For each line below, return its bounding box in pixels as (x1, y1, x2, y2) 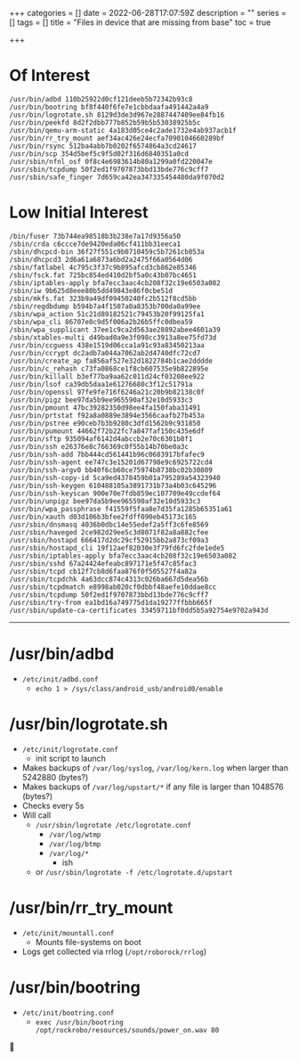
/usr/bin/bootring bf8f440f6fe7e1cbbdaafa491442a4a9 (9, 102, 209, 111)
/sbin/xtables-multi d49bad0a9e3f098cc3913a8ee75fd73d (9, 333, 217, 342)
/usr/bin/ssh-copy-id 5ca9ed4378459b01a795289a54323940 (9, 473, 221, 482)
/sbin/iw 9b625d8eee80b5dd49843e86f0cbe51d (9, 286, 174, 295)
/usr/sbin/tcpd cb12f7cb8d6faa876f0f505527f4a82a (9, 567, 198, 575)
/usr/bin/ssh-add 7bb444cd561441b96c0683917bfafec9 (9, 450, 205, 459)
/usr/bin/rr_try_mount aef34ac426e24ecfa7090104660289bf (9, 134, 225, 143)
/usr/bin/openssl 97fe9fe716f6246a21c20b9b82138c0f (9, 388, 205, 396)
